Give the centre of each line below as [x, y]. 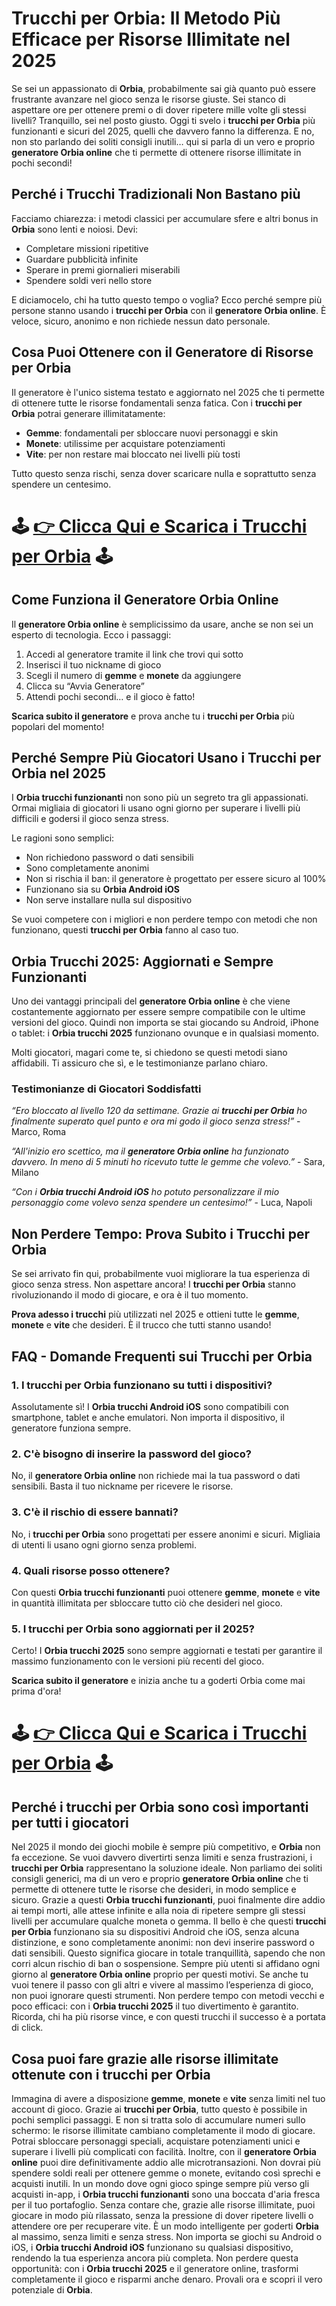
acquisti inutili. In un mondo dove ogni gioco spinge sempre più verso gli [160, 2183]
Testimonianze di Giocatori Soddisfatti [106, 1089]
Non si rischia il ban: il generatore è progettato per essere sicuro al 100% [176, 879]
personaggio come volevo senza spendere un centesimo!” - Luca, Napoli [162, 1203]
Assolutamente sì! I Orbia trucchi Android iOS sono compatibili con [150, 1406]
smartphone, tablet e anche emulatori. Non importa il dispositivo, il [148, 1417]
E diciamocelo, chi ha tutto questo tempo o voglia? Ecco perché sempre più [167, 299]
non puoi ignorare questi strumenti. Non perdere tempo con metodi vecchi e [168, 1996]
